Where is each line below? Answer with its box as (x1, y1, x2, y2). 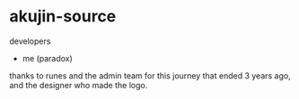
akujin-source (9, 6, 117, 27)
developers (9, 36, 51, 46)
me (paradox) (22, 53, 74, 63)
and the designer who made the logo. (9, 79, 148, 90)
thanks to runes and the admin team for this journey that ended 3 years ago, (9, 70, 291, 81)
